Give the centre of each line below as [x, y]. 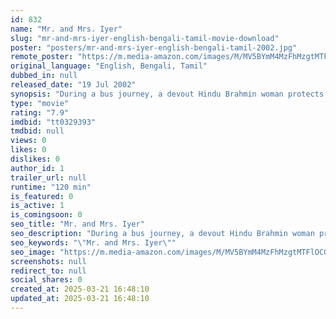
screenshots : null [48, 261]
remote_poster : [42, 57]
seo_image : [33, 252]
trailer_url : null [48, 177]
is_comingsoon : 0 [46, 215]
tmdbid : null [37, 131]
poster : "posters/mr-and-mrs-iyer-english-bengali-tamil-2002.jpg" [154, 47]
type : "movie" [40, 103]
